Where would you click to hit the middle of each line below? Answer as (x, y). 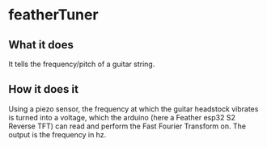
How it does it (44, 89)
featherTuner (53, 15)
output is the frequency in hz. (57, 134)
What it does (41, 45)
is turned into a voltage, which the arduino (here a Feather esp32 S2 (122, 117)
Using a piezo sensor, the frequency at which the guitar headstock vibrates (133, 109)
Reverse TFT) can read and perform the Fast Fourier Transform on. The (127, 126)
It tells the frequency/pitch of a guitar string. (82, 64)
